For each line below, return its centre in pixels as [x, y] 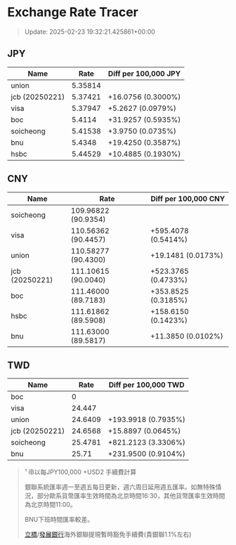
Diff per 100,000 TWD [146, 385]
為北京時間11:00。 [50, 505]
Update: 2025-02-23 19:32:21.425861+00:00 [90, 32]
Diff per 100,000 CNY [188, 199]
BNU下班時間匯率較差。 [59, 520]
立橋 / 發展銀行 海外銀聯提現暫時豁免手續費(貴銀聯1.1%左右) [108, 534]
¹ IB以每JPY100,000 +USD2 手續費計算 [80, 472]
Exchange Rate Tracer [73, 12]
